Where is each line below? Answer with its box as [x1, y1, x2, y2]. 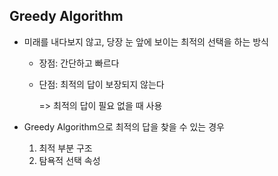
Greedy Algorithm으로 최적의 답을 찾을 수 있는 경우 [23, 120, 225, 133]
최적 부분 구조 [38, 142, 93, 154]
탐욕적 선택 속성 [38, 154, 101, 166]
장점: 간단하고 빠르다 [38, 57, 120, 69]
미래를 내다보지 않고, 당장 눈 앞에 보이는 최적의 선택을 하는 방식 [23, 35, 269, 48]
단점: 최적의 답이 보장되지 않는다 [38, 78, 165, 90]
